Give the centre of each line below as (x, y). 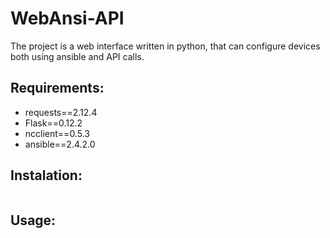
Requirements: (57, 88)
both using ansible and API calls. (77, 56)
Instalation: (46, 175)
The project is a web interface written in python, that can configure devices (165, 46)
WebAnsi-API (67, 18)
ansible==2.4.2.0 (60, 144)
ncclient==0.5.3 (57, 133)
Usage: (33, 220)
